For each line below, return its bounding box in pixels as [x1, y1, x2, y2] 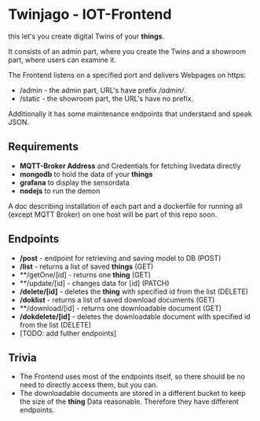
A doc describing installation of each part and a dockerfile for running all [8, 201, 244, 210]
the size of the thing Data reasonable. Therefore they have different [19, 397, 240, 406]
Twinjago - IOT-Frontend [8, 5, 172, 24]
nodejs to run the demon [19, 186, 101, 196]
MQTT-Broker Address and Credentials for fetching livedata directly [19, 161, 241, 170]
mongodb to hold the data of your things [19, 169, 153, 178]
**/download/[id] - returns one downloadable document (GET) [19, 303, 222, 313]
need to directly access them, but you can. [19, 380, 159, 390]
